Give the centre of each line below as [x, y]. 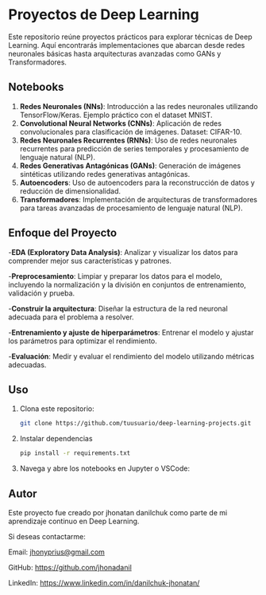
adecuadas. [27, 365]
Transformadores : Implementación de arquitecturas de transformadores [139, 199]
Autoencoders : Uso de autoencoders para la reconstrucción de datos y [137, 182]
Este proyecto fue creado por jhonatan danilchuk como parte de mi [118, 512]
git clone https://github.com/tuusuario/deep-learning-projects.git [135, 424]
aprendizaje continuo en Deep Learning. [74, 521]
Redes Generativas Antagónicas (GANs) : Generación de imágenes [130, 166]
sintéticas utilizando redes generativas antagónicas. [105, 174]
